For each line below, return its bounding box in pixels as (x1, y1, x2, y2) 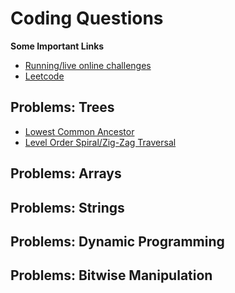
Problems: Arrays (10, 165, 122, 182)
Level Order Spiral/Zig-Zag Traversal (24, 136, 177, 148)
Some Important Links (10, 40, 105, 52)
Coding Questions (10, 7, 164, 30)
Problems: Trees (10, 99, 115, 116)
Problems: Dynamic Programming (10, 233, 225, 250)
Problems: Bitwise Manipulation (10, 267, 213, 284)
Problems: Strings (10, 199, 125, 216)
